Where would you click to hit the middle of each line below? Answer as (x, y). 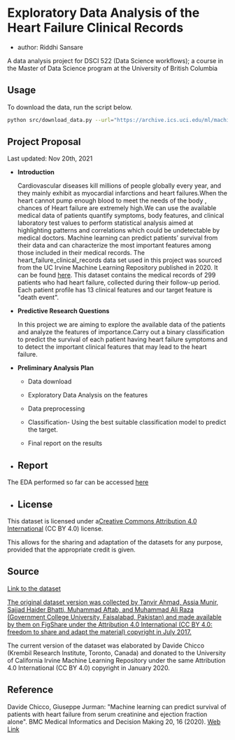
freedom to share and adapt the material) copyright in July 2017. (100, 631)
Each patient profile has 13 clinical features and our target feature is (115, 290)
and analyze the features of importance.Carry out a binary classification (121, 332)
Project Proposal (44, 142)
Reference (30, 690)
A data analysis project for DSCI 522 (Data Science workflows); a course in (115, 60)
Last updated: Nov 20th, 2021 (50, 158)
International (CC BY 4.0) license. (55, 529)
